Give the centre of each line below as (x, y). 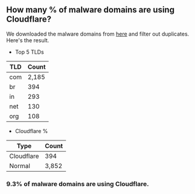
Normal (20, 166)
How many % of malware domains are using (91, 10)
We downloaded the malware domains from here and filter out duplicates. (98, 34)
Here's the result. (28, 40)
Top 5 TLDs (29, 52)
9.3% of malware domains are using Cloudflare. (78, 184)
